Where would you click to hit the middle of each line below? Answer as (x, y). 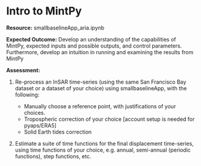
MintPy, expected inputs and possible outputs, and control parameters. (94, 46)
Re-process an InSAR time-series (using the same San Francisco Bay (100, 82)
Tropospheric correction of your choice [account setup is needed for (109, 119)
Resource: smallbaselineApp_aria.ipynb (55, 28)
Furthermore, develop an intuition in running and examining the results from (100, 52)
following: (27, 94)
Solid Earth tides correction (58, 132)
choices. (35, 112)
